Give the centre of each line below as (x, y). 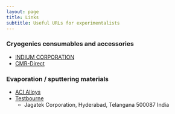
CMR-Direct (30, 63)
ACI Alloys (28, 92)
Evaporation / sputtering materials (57, 79)
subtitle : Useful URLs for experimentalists (63, 23)
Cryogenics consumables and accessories (70, 44)
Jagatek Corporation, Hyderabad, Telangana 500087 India (97, 104)
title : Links (23, 17)
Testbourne (29, 98)
